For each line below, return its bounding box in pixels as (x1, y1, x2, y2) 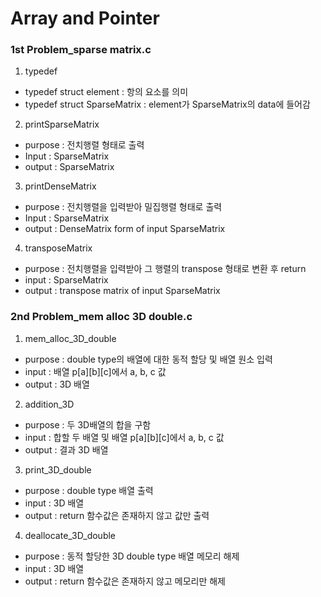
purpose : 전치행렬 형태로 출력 (24, 139, 145, 151)
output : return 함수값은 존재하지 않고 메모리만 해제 (24, 575, 226, 587)
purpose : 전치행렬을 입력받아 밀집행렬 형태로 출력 (24, 201, 223, 213)
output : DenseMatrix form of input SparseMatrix (24, 223, 226, 235)
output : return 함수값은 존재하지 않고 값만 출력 (24, 509, 210, 521)
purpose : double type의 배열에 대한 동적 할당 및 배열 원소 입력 (24, 353, 273, 365)
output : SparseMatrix (24, 161, 115, 173)
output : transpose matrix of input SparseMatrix (24, 285, 221, 297)
